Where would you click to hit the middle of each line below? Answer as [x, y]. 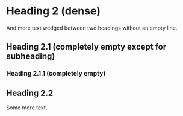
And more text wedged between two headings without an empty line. [92, 28]
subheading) [31, 56]
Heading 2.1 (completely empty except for [86, 47]
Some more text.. [28, 108]
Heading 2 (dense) [54, 11]
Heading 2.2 [30, 93]
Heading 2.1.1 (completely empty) [56, 74]
